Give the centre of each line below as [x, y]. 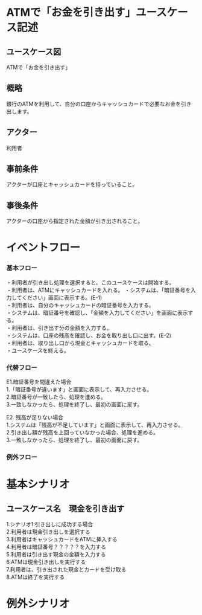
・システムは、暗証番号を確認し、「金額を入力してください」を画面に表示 [97, 312]
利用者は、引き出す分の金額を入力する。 [62, 327]
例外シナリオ [38, 604]
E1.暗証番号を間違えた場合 [39, 382]
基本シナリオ [38, 485]
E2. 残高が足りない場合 [35, 417]
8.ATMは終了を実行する [36, 577]
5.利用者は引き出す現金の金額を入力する [56, 554]
